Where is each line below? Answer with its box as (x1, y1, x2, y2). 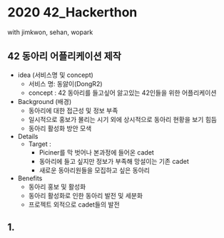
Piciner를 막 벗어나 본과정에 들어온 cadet (39, 148, 155, 157)
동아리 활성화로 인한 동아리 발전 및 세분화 (28, 191, 143, 200)
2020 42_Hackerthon (7, 4, 138, 21)
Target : (28, 140, 51, 148)
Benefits (17, 174, 43, 182)
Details (17, 132, 39, 140)
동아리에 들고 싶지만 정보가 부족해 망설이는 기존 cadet (39, 157, 189, 165)
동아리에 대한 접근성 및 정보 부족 (28, 106, 118, 115)
